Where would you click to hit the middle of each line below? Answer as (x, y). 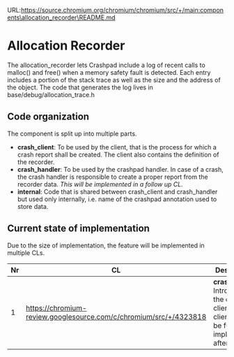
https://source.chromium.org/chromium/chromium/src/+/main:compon (122, 10)
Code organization (48, 117)
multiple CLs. (26, 253)
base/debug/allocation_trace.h (51, 94)
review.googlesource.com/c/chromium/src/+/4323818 (116, 316)
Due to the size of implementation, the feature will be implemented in (106, 245)
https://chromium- (56, 308)
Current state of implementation (78, 229)
